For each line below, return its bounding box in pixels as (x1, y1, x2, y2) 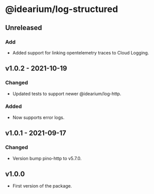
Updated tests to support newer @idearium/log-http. (12, 90, 121, 96)
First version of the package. (12, 183, 72, 189)
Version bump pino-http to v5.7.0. (12, 155, 82, 161)
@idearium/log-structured (5, 3, 118, 15)
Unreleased (5, 23, 43, 32)
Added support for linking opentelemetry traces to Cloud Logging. (12, 49, 149, 55)
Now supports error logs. (12, 114, 65, 120)
